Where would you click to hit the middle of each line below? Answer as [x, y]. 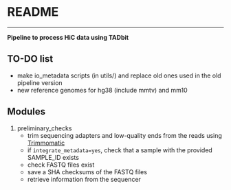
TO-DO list [30, 59]
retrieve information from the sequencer [84, 179]
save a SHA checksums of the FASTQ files [87, 171]
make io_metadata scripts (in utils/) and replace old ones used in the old [119, 75]
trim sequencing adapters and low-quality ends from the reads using [124, 135]
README [33, 12]
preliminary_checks [44, 128]
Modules [26, 111]
